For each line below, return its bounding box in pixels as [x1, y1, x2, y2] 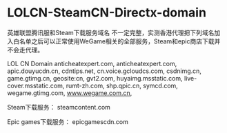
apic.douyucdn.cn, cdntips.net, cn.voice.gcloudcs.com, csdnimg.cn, [7, 67, 202, 75]
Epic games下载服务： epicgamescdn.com [7, 117, 129, 125]
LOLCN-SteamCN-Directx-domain [7, 5, 207, 21]
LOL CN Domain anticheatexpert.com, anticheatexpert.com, [7, 59, 177, 68]
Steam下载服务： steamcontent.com [7, 103, 110, 111]
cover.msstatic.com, [7, 81, 65, 90]
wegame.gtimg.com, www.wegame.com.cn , [7, 88, 132, 97]
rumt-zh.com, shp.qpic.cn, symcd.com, [66, 81, 178, 90]
